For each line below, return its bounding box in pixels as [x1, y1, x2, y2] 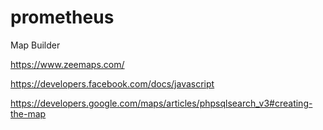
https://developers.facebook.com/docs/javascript [10, 77, 215, 90]
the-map [10, 107, 47, 120]
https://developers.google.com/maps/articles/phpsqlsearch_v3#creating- [10, 97, 313, 109]
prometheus [10, 6, 115, 29]
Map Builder [10, 39, 61, 51]
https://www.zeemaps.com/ [10, 58, 125, 70]
